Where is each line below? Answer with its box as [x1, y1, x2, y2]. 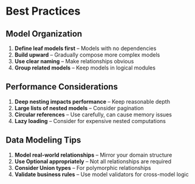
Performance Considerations [5, 82, 118, 92]
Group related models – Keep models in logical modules [14, 64, 156, 71]
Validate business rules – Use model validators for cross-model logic [14, 171, 189, 178]
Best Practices [5, 4, 81, 18]
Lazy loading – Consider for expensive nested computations [14, 117, 166, 124]
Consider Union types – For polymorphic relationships [14, 164, 151, 171]
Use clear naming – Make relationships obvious [14, 58, 134, 65]
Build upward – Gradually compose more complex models [14, 51, 160, 58]
